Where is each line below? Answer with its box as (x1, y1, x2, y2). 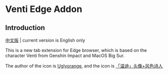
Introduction (5, 23, 45, 32)
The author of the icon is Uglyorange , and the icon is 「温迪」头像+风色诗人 (5, 63, 163, 68)
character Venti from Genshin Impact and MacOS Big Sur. (5, 52, 125, 58)
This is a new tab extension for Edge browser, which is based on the (5, 47, 147, 53)
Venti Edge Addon (5, 3, 82, 15)
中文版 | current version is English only (5, 37, 86, 43)
